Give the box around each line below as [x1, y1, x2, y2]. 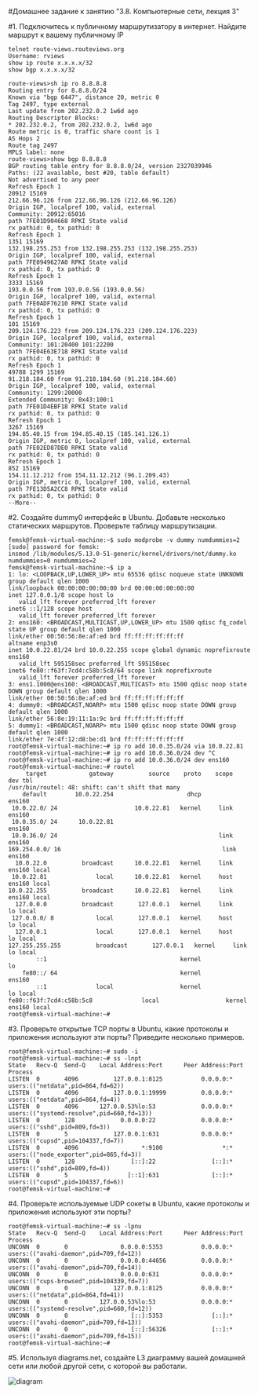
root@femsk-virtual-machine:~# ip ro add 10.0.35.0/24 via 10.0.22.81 [8, 742, 244, 750]
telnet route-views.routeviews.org [8, 46, 125, 53]
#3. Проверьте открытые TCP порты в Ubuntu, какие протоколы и [8, 1024, 229, 1034]
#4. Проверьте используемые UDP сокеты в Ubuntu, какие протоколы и [8, 1199, 249, 1208]
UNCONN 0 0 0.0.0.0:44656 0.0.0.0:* [8, 1257, 234, 1264]
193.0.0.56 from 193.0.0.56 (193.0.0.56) [8, 286, 146, 294]
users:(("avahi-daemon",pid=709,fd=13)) [8, 1319, 143, 1326]
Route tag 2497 [8, 141, 58, 149]
